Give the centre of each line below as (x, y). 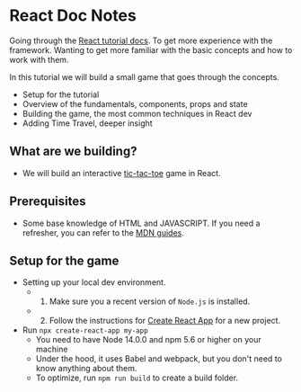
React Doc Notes (73, 16)
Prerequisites (48, 202)
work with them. (39, 59)
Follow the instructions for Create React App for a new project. (165, 321)
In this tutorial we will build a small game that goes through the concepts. (145, 76)
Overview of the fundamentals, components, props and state (135, 103)
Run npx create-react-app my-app (85, 330)
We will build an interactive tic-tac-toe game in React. (122, 173)
